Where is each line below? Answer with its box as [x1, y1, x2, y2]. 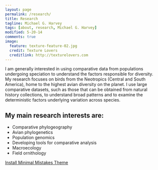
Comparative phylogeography [12, 124, 72, 130]
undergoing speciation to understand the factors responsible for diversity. [5, 71, 154, 77]
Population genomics [12, 135, 55, 141]
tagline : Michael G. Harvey [5, 21, 62, 26]
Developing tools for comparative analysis [12, 140, 97, 146]
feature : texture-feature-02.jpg [9, 43, 78, 48]
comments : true [5, 35, 36, 40]
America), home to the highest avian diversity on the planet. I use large [5, 82, 147, 87]
